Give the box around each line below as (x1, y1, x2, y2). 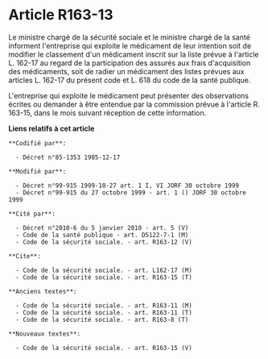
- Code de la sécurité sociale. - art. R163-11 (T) (15, 308, 193, 316)
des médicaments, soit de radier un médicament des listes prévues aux (8, 66, 245, 76)
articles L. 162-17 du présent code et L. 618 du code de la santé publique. (8, 75, 251, 85)
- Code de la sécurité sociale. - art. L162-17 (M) (15, 266, 193, 274)
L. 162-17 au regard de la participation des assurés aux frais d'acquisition (8, 58, 251, 68)
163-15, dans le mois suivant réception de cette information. (8, 107, 207, 118)
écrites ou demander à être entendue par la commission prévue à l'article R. (8, 99, 260, 109)
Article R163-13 (8, 6, 114, 24)
